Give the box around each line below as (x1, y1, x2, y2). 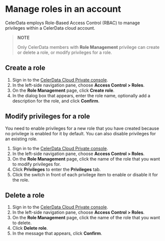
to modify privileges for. (12, 161, 61, 167)
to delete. (12, 220, 32, 226)
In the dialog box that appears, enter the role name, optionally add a (12, 92, 151, 98)
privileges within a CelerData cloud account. (5, 25, 95, 31)
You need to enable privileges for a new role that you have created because (5, 125, 160, 131)
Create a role (5, 64, 45, 72)
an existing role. (5, 136, 38, 142)
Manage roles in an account (5, 3, 121, 15)
